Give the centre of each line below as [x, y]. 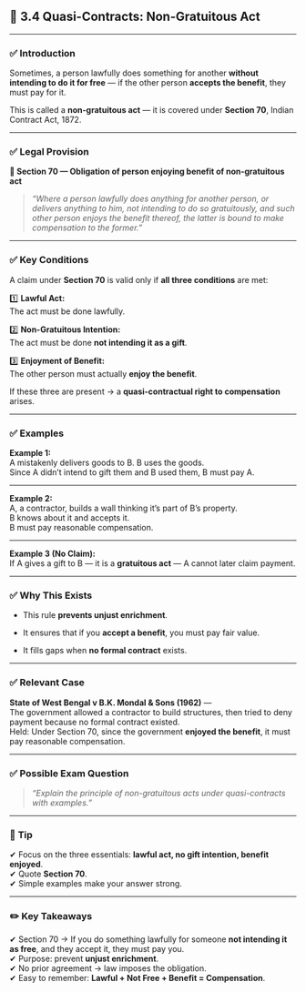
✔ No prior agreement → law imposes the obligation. [108, 968]
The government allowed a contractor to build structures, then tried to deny [151, 712]
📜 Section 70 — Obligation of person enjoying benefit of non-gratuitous [147, 172]
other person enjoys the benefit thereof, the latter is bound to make [158, 218]
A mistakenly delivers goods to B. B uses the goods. [107, 462]
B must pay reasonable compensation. [82, 527]
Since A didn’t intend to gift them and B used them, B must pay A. [132, 472]
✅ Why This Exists [51, 595]
